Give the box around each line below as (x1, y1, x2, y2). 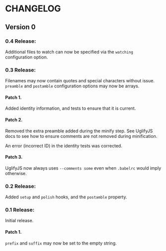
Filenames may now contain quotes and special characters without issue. (5, 78, 155, 84)
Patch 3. (5, 154, 23, 160)
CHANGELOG (5, 3, 61, 14)
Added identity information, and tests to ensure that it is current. (5, 105, 136, 112)
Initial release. (5, 218, 34, 224)
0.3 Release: (5, 66, 36, 73)
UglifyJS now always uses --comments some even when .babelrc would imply (5, 165, 162, 171)
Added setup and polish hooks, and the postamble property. (5, 194, 127, 200)
